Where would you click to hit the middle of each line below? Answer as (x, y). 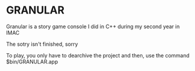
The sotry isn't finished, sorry (42, 44)
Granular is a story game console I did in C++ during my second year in (93, 26)
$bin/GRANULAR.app (32, 62)
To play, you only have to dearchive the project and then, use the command (98, 55)
